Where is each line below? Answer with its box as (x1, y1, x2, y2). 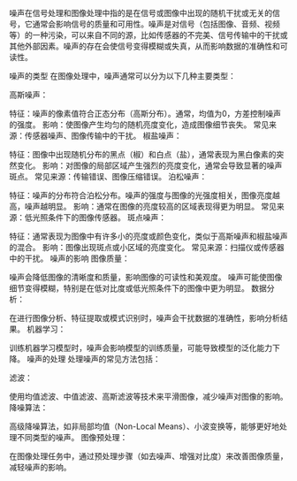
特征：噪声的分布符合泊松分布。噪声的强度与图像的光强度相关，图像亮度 (9, 190, 272, 201)
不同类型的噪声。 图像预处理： (16, 432, 128, 442)
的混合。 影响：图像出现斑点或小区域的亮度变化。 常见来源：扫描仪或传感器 (9, 242, 285, 252)
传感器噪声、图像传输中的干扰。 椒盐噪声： (24, 131, 182, 141)
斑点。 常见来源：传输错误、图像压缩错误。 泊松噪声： (9, 172, 208, 181)
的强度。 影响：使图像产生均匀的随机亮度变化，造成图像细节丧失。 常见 (9, 119, 270, 130)
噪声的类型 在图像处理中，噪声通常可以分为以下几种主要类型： (9, 71, 236, 81)
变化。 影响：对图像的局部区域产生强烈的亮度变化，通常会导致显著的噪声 (16, 160, 283, 171)
